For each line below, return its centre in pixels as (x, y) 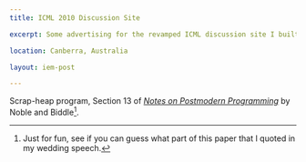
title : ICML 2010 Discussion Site (75, 18)
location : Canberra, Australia (69, 51)
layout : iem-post (42, 67)
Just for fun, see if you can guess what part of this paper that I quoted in (159, 138)
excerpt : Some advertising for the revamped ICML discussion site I (142, 34)
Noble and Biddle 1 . (44, 111)
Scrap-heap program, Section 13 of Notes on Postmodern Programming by (150, 101)
